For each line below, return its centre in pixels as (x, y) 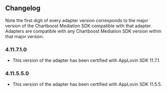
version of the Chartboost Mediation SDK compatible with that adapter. (79, 26)
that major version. (25, 36)
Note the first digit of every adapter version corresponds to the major (77, 20)
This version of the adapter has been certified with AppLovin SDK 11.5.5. (87, 84)
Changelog (23, 8)
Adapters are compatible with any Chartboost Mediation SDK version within (83, 31)
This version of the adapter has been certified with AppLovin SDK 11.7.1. (87, 60)
